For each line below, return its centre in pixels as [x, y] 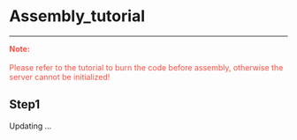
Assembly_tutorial [77, 16]
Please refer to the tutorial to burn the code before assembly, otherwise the [146, 67]
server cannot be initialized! [60, 77]
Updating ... [30, 126]
